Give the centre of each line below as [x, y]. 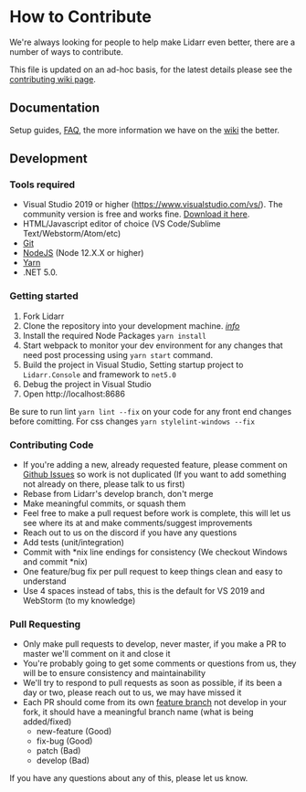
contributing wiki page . [53, 79]
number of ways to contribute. [66, 51]
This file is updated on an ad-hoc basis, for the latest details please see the [151, 69]
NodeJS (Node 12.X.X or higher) [83, 253]
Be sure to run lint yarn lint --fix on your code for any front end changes [151, 411]
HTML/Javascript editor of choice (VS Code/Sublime [121, 224]
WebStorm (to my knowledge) [79, 601]
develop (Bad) [63, 761]
